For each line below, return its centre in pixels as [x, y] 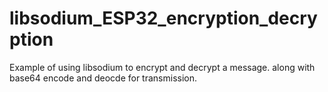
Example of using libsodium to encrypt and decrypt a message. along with [162, 67]
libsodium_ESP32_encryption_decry [163, 18]
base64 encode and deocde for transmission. [103, 78]
